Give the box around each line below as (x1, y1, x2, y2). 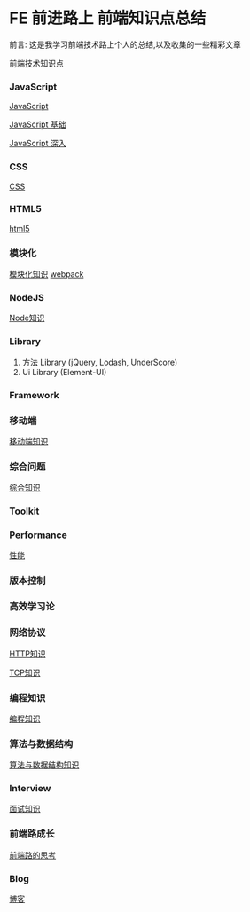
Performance (9, 529, 68, 541)
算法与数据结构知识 (9, 759, 80, 770)
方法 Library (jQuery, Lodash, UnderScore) (21, 357, 178, 367)
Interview (9, 782, 51, 795)
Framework (9, 389, 59, 401)
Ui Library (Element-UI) (21, 366, 107, 377)
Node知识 (9, 312, 45, 324)
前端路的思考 (9, 849, 56, 861)
